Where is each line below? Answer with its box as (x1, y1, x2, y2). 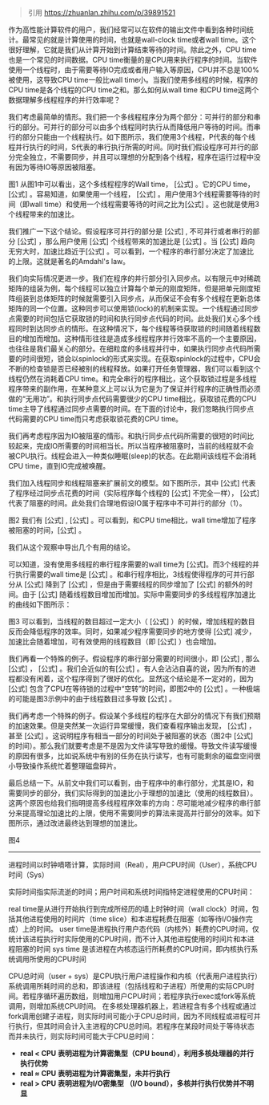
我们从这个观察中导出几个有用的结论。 (8, 542, 134, 552)
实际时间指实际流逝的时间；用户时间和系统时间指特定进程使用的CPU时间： (8, 887, 255, 896)
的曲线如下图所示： (8, 599, 72, 609)
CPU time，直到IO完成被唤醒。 (8, 461, 110, 470)
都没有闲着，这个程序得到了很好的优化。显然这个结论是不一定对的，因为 (14, 674, 254, 683)
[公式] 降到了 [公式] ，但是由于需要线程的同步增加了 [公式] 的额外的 (23, 579, 247, 589)
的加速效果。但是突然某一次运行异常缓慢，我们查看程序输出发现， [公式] (8, 721, 247, 730)
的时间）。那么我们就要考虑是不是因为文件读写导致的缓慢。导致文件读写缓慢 (8, 741, 258, 750)
